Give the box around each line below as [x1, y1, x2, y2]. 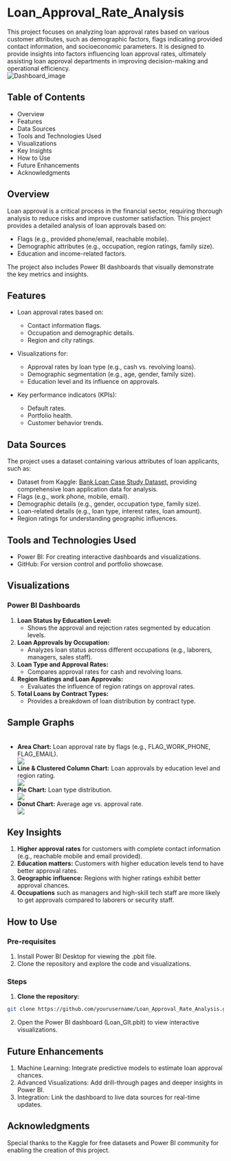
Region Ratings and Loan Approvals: [16, 675, 124, 683]
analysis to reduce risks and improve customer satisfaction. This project [7, 214, 211, 222]
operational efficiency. [7, 64, 71, 72]
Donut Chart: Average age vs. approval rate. [16, 799, 144, 808]
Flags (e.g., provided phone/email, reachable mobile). [16, 234, 169, 243]
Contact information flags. [27, 322, 102, 330]
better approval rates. [16, 867, 79, 875]
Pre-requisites [7, 936, 56, 946]
